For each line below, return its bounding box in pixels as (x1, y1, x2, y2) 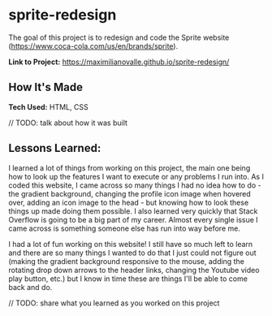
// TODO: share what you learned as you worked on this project (8, 298, 220, 308)
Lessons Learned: (8, 141, 101, 155)
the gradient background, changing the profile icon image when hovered (8, 188, 252, 198)
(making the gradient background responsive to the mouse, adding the (8, 256, 245, 266)
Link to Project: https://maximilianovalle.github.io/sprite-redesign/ (8, 57, 230, 67)
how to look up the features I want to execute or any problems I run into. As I (8, 171, 264, 181)
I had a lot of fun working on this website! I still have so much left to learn (8, 239, 253, 249)
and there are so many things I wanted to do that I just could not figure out (8, 248, 257, 258)
